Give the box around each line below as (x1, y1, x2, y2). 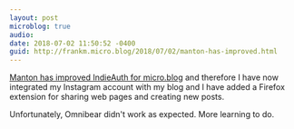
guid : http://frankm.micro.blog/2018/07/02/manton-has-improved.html (9, 47, 279, 56)
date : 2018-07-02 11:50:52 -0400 (9, 38, 136, 48)
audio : (9, 30, 34, 39)
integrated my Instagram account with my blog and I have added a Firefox (9, 82, 286, 93)
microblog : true (9, 22, 71, 31)
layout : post (9, 13, 59, 23)
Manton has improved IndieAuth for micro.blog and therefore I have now (9, 72, 279, 83)
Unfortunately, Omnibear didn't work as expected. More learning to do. (9, 109, 275, 120)
